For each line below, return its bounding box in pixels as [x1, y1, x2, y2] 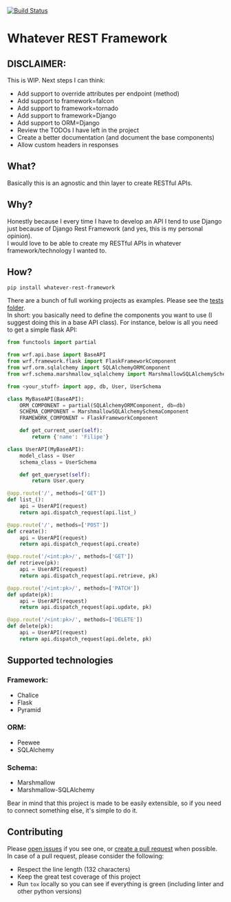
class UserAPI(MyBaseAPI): [7, 446, 85, 453]
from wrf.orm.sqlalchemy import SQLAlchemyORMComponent [7, 365, 170, 372]
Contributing [7, 826, 63, 838]
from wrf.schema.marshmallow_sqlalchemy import [7, 370, 146, 378]
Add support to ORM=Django [16, 119, 100, 127]
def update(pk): [7, 591, 54, 598]
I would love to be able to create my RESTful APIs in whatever [7, 239, 181, 247]
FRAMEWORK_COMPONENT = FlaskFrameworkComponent [19, 415, 158, 422]
